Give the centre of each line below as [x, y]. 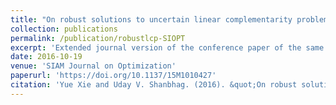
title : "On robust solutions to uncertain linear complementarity [151, 19]
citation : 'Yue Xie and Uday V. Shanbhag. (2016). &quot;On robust [154, 85]
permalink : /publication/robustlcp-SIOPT [98, 38]
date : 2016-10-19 [46, 57]
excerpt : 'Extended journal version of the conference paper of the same [167, 47]
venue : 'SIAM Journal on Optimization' [93, 66]
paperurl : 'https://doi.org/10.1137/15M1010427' [113, 76]
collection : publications [64, 29]
